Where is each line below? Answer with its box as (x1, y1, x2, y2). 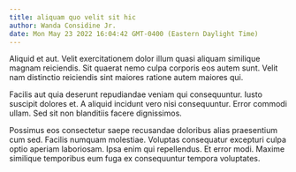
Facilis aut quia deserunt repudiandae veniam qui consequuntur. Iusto (9, 89, 263, 100)
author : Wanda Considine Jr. (9, 21, 117, 30)
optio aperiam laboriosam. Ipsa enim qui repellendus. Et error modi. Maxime (9, 144, 285, 154)
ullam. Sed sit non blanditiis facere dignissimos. (9, 108, 183, 119)
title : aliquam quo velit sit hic (9, 12, 137, 22)
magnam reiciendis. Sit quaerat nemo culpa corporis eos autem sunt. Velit (9, 63, 278, 73)
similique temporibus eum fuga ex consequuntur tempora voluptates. (9, 153, 261, 164)
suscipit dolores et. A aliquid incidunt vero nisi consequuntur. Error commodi (9, 99, 287, 109)
